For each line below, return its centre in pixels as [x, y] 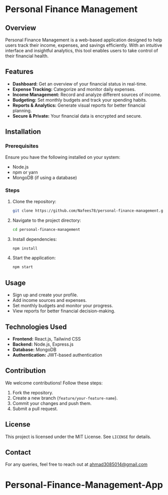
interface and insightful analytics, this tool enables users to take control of [82, 51]
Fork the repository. [33, 392]
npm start [23, 267]
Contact [18, 452]
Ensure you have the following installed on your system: [63, 157]
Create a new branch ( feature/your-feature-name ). [65, 398]
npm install [25, 248]
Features [19, 72]
